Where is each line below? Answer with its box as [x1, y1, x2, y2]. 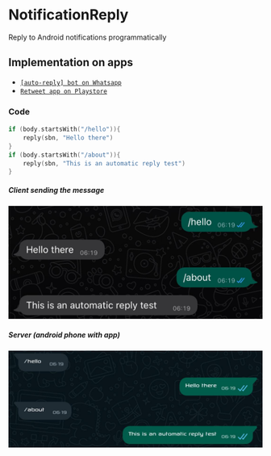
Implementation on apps [8, 56, 133, 69]
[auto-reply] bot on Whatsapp [19, 78, 123, 86]
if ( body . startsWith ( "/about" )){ [8, 151, 121, 159]
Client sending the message [8, 185, 105, 195]
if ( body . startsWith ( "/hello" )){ [8, 125, 121, 134]
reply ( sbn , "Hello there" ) [23, 133, 114, 142]
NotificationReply [8, 6, 129, 24]
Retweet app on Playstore [19, 87, 107, 95]
